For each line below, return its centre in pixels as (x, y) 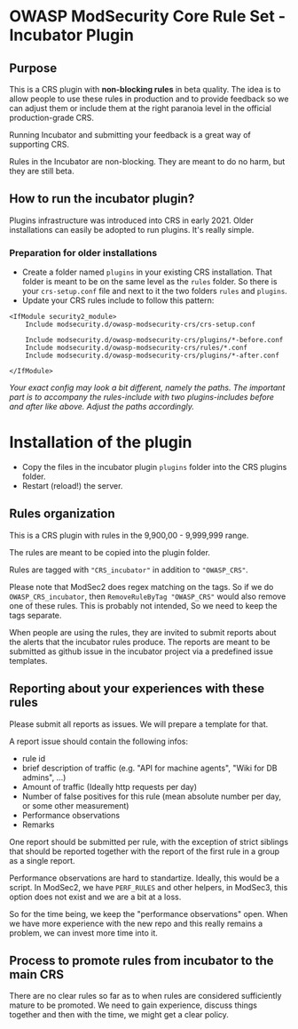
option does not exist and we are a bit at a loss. (95, 897)
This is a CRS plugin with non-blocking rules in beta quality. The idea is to (145, 89)
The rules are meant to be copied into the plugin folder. (110, 552)
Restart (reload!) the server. (72, 486)
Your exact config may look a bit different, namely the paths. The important (147, 387)
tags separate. (35, 615)
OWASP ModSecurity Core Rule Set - (148, 16)
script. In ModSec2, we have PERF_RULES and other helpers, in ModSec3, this (149, 887)
